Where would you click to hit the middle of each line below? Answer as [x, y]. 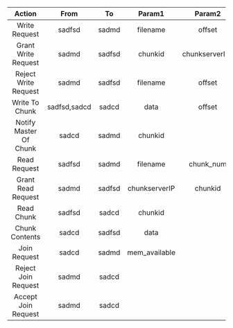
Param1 [152, 14]
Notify [26, 122]
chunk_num [208, 164]
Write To [25, 102]
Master [25, 131]
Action [25, 14]
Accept [25, 296]
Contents [26, 237]
